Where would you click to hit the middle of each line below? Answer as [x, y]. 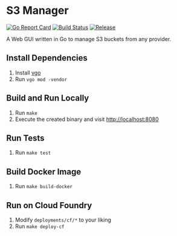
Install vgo [28, 73]
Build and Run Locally [48, 98]
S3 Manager [37, 11]
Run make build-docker [43, 186]
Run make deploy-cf [40, 226]
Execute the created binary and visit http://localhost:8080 [87, 119]
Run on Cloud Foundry [49, 205]
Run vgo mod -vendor [41, 79]
